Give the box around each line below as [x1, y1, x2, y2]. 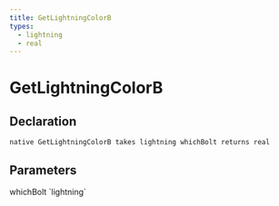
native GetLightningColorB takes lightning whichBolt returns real [9, 138, 271, 147]
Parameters [9, 162, 77, 178]
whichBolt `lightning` [9, 187, 86, 198]
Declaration [9, 113, 77, 129]
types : [9, 22, 35, 31]
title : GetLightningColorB [9, 13, 112, 23]
